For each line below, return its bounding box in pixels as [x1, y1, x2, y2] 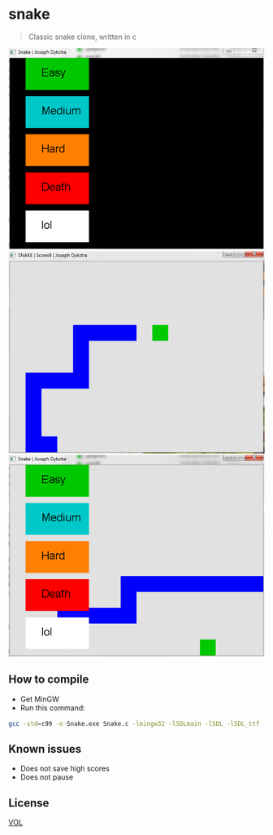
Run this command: [19, 702, 85, 713]
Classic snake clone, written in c [28, 32, 136, 42]
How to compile [8, 673, 89, 687]
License [8, 796, 50, 810]
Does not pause [19, 772, 74, 782]
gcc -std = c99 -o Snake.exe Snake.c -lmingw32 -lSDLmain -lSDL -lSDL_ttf [8, 719, 260, 727]
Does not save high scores [19, 763, 110, 774]
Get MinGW [19, 694, 59, 704]
